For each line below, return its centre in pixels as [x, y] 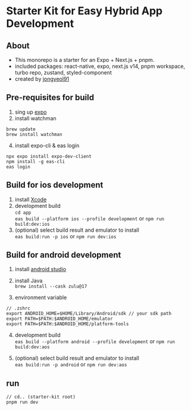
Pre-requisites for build [50, 97]
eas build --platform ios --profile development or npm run [90, 218]
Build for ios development [55, 185]
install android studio [40, 269]
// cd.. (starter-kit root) [41, 397]
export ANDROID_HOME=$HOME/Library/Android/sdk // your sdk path [89, 314]
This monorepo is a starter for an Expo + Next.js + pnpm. [84, 60]
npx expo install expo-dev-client [49, 156]
